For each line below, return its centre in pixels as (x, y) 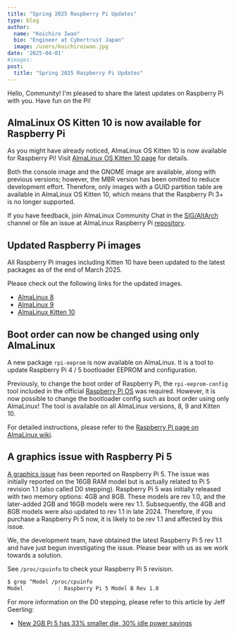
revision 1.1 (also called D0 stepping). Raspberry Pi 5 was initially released (114, 489)
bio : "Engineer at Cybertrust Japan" (69, 40)
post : (15, 66)
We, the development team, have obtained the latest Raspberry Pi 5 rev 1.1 (114, 540)
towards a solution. (35, 555)
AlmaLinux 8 (36, 297)
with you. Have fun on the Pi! (49, 100)
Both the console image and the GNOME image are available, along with (112, 172)
